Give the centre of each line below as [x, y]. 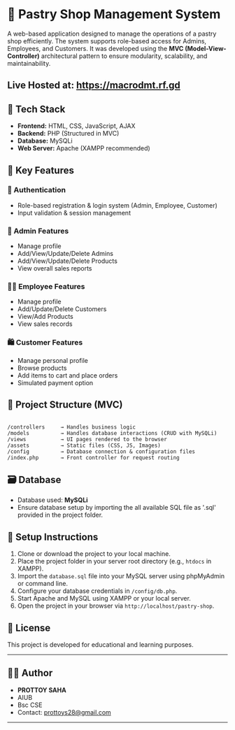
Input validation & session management [74, 213]
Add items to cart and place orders [67, 375]
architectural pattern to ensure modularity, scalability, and [124, 56]
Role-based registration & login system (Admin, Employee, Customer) [117, 205]
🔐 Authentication [37, 190]
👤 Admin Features [38, 231]
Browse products [42, 368]
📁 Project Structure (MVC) [65, 405]
